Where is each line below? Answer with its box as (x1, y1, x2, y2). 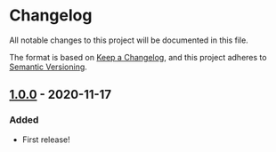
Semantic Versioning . (9, 61, 87, 72)
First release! (21, 134, 70, 145)
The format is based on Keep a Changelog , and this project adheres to (9, 52, 267, 62)
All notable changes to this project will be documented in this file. (9, 35, 249, 45)
